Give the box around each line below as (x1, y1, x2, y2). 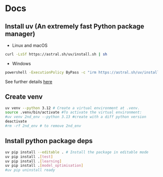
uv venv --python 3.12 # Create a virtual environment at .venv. (5, 105, 140, 110)
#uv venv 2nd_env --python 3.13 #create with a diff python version (5, 115, 147, 119)
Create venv (5, 93, 43, 101)
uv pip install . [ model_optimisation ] (5, 163, 83, 168)
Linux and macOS (12, 43, 48, 48)
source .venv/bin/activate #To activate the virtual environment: (5, 110, 142, 115)
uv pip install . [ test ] (5, 154, 53, 159)
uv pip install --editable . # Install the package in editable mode (5, 149, 149, 155)
